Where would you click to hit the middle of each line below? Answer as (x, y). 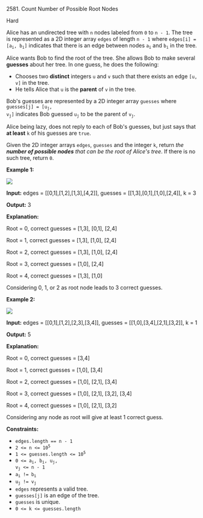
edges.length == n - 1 (44, 442)
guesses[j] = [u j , (29, 107)
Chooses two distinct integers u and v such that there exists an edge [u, (106, 76)
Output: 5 (19, 334)
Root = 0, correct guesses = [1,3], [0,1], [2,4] (62, 229)
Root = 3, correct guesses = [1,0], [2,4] (55, 264)
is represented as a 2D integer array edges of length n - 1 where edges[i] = (101, 39)
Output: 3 (19, 205)
